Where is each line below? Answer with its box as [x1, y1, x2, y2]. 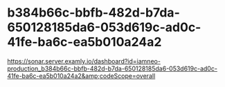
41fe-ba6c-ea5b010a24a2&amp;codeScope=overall [7, 71, 156, 80]
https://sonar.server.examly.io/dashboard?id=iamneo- [7, 57, 161, 65]
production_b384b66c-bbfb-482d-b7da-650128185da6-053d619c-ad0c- [7, 64, 218, 72]
